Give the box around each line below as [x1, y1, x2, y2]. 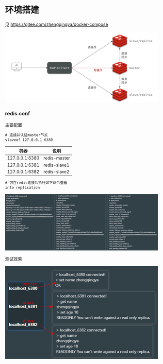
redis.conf [5, 110, 30, 117]
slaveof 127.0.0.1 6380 [5, 137, 53, 142]
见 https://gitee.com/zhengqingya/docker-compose [5, 21, 108, 27]
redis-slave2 [43, 169, 69, 174]
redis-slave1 [43, 162, 69, 168]
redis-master [43, 155, 70, 161]
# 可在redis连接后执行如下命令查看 [5, 180, 67, 185]
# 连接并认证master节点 [5, 132, 48, 138]
